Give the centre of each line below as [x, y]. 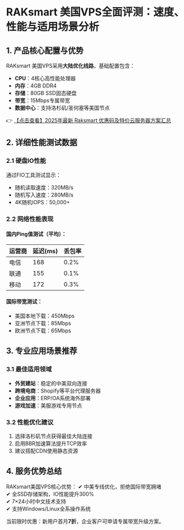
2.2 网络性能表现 [30, 219]
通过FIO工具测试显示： [34, 175]
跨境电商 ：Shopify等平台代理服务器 [58, 391]
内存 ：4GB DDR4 [36, 86]
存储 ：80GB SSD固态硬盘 [45, 93]
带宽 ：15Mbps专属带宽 [42, 100]
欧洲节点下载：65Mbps [43, 331]
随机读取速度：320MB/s [44, 187]
